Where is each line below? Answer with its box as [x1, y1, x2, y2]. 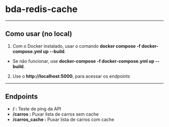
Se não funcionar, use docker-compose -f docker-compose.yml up [12, 58, 154, 64]
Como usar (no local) [5, 30, 72, 38]
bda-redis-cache [5, 4, 78, 15]
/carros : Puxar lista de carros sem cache [12, 111, 99, 117]
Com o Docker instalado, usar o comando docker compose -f [12, 43, 141, 49]
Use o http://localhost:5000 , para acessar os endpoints [12, 73, 130, 79]
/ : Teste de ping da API [12, 105, 61, 111]
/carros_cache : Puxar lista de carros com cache [12, 116, 115, 122]
